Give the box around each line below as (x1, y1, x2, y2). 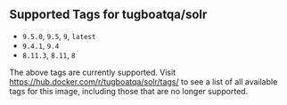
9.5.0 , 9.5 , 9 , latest (21, 30, 96, 41)
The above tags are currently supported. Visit (9, 67, 176, 77)
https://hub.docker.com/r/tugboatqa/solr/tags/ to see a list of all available (9, 76, 278, 87)
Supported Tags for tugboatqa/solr (9, 7, 208, 22)
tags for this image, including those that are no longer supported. (9, 85, 249, 96)
